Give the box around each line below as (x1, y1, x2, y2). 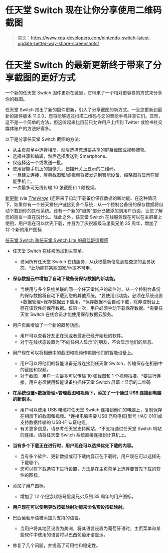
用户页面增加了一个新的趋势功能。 (12, 322, 83, 328)
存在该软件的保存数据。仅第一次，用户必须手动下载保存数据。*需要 (20, 305, 159, 311)
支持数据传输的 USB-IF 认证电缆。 (20, 419, 90, 425)
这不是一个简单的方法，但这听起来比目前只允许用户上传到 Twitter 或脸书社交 (5, 119, 163, 125)
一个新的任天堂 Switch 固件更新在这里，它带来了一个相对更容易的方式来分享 (5, 89, 162, 95)
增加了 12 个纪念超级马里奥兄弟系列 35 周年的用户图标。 (20, 493, 136, 499)
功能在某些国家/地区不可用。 (35, 265, 94, 271)
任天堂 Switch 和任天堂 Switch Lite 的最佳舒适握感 (5, 237, 109, 243)
